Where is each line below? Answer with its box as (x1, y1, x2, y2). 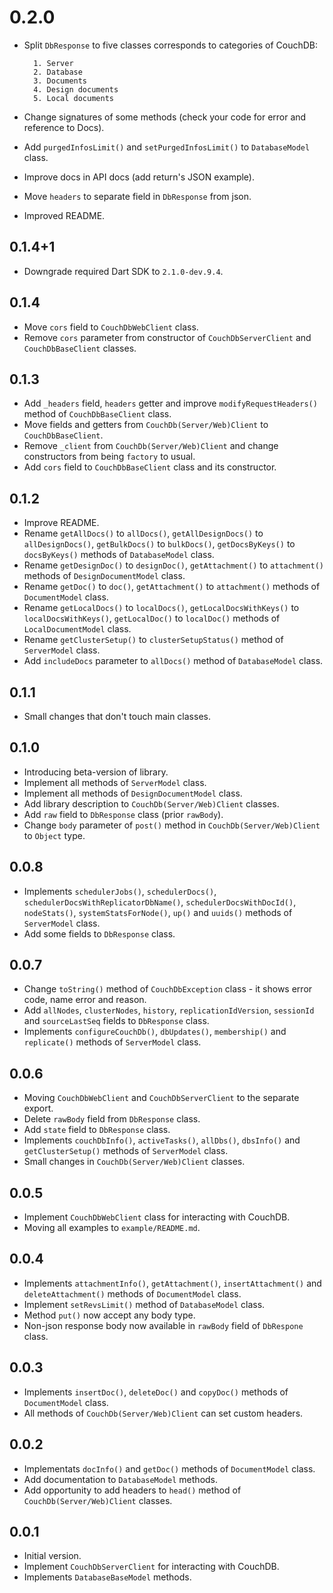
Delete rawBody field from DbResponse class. (23, 1113, 201, 1125)
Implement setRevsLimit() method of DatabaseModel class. (23, 1298, 266, 1310)
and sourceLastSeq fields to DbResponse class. (23, 1015, 210, 1027)
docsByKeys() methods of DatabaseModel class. (23, 549, 215, 561)
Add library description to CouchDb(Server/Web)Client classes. (23, 797, 280, 810)
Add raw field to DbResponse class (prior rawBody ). (23, 808, 224, 820)
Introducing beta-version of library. (23, 766, 169, 778)
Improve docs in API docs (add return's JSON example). (23, 171, 256, 183)
